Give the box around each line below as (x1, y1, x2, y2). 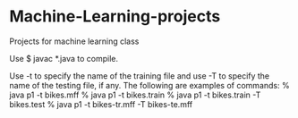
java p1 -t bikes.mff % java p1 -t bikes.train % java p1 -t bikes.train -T (9, 89, 261, 100)
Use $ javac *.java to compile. (9, 53, 119, 63)
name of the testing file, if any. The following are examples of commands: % (9, 80, 290, 90)
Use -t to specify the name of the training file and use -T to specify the (9, 70, 270, 81)
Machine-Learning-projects (9, 6, 221, 27)
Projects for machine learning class (9, 36, 140, 46)
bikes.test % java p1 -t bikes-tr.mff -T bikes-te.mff (9, 98, 193, 109)
